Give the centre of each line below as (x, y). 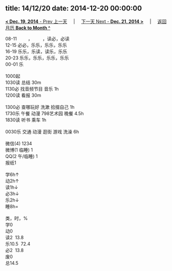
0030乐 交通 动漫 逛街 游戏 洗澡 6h (42, 131)
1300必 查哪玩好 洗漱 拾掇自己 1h (40, 107)
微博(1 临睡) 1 (19, 150)
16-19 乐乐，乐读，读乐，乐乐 (36, 51)
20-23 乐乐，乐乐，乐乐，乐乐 (37, 58)
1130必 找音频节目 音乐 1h (32, 88)
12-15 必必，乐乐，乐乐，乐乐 (36, 45)
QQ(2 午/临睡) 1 (21, 156)
